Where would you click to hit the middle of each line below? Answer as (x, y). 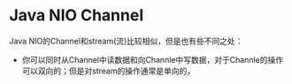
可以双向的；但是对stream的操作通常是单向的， (108, 71)
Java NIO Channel (77, 15)
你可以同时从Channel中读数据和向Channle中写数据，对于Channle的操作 (153, 59)
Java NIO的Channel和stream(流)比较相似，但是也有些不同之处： (126, 41)
